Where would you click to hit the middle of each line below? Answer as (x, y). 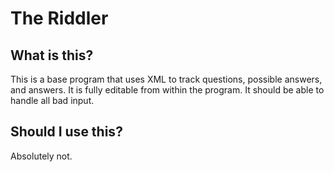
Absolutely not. (41, 156)
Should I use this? (66, 132)
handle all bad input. (52, 100)
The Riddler (59, 18)
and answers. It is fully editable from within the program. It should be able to (167, 90)
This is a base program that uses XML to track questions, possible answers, (166, 79)
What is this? (52, 55)
